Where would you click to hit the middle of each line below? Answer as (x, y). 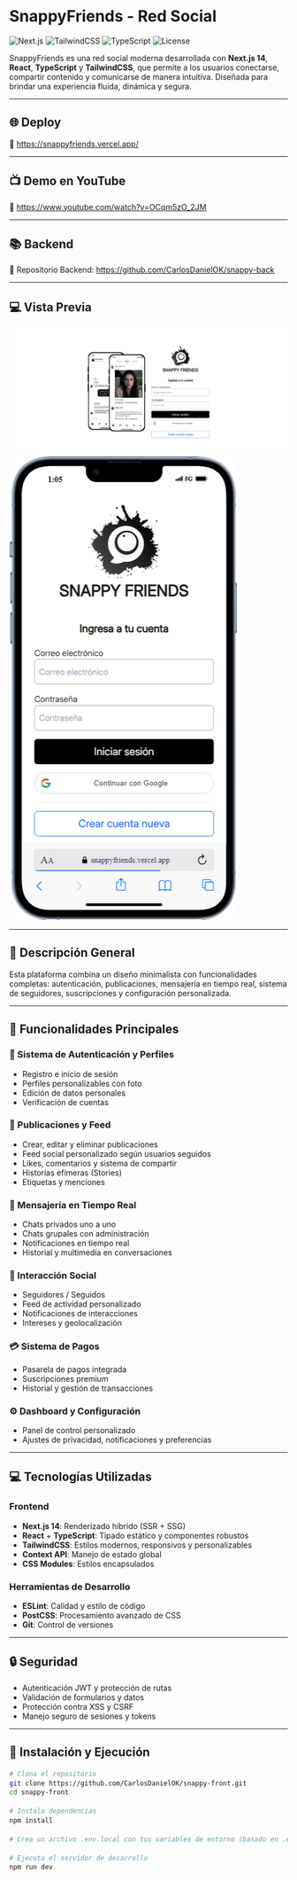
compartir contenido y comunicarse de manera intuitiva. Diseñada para (138, 76)
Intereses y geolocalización (72, 1323)
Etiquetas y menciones (64, 1182)
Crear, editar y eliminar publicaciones (90, 1144)
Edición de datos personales (74, 1093)
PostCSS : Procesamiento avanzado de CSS (101, 1616)
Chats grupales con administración (86, 1234)
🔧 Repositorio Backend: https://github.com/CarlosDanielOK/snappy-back (142, 270)
